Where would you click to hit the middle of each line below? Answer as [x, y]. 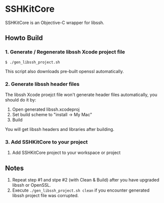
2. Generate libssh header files [42, 84]
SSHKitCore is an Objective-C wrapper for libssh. [55, 23]
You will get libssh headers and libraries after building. [60, 129]
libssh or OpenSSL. [32, 185]
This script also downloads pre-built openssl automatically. [64, 71]
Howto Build [24, 38]
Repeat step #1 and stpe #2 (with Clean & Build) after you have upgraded [86, 180]
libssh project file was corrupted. [46, 196]
